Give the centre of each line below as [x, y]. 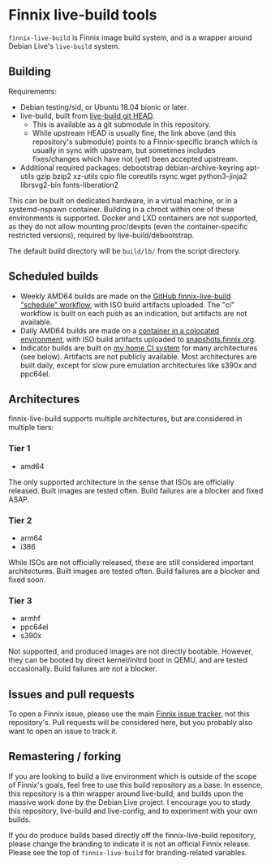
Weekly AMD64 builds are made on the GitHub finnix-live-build [125, 296]
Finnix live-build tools [83, 15]
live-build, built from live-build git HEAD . [87, 115]
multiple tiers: [31, 428]
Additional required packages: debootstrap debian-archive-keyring [132, 167]
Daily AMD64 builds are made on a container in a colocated [120, 330]
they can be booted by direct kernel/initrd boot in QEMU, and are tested [128, 660]
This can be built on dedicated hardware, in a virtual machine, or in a [123, 200]
